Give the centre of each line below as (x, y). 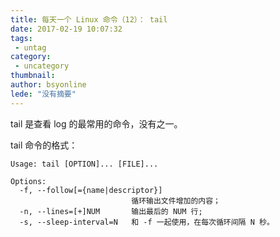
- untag (30, 47)
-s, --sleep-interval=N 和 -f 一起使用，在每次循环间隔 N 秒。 (147, 222)
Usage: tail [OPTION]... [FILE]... (84, 164)
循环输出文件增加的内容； (176, 201)
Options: (28, 181)
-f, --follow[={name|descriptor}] (91, 190)
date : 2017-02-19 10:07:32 (66, 29)
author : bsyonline (48, 85)
